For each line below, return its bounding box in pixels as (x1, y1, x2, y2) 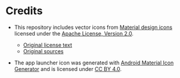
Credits (5, 4, 43, 18)
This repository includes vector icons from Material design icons (14, 24, 173, 31)
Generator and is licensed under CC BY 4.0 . (14, 65, 122, 72)
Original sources (23, 47, 64, 54)
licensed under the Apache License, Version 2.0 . (14, 30, 134, 37)
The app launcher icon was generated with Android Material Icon (14, 59, 174, 66)
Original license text (23, 41, 73, 48)
